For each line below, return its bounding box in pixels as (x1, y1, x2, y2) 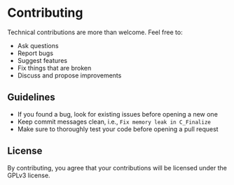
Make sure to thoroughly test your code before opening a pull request (17, 124, 219, 133)
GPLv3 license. (7, 171, 50, 179)
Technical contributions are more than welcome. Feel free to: (7, 28, 184, 36)
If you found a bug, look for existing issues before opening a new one (17, 110, 219, 118)
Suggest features (17, 56, 68, 64)
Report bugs (17, 49, 54, 57)
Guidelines (7, 91, 55, 103)
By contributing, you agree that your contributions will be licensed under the (7, 163, 228, 172)
